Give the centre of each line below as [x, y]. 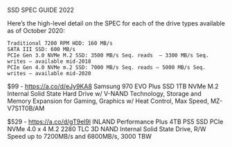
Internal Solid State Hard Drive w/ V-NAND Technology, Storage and [105, 94]
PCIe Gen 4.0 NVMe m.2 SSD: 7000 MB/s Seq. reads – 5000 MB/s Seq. [107, 68]
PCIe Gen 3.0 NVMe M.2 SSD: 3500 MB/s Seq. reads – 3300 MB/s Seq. [108, 55]
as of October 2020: [36, 31]
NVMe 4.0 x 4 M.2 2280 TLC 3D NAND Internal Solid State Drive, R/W [107, 129]
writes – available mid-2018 [49, 61]
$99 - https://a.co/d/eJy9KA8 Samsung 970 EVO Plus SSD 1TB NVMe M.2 [113, 86]
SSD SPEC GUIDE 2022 [41, 10]
